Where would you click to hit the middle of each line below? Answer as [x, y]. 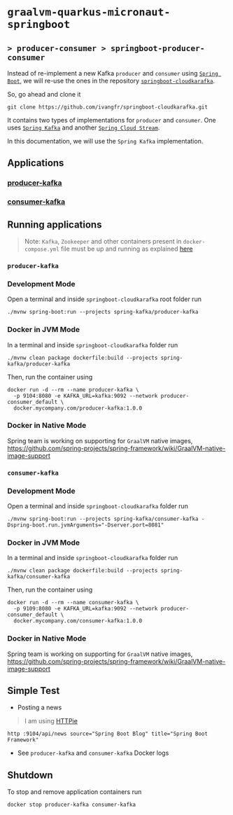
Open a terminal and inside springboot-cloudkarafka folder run [98, 506]
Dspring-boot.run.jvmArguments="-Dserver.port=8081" [86, 525]
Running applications [55, 224]
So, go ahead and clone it [44, 94]
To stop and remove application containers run [75, 792]
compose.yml [42, 250]
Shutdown [30, 775]
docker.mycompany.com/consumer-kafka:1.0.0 [78, 621]
